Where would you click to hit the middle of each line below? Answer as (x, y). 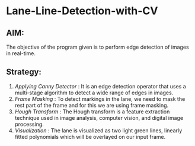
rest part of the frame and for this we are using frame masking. (92, 105)
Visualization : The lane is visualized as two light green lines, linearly (98, 130)
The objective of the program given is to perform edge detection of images (98, 47)
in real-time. (21, 53)
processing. (29, 124)
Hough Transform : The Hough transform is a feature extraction (92, 112)
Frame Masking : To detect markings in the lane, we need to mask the (100, 99)
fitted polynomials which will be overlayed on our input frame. (90, 137)
